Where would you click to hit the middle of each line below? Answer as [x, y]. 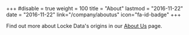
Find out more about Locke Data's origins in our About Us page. [84, 26]
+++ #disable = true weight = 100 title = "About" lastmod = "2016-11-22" [94, 8]
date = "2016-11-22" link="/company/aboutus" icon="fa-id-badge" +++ [94, 15]
